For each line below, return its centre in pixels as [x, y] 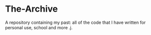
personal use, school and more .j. [39, 27]
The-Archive [31, 9]
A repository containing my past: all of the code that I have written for [75, 22]
